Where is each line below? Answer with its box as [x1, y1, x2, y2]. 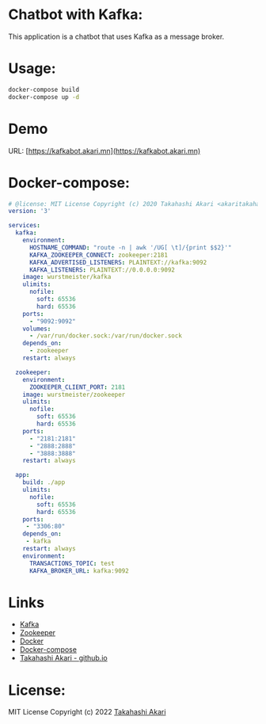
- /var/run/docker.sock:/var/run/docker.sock [28, 332, 182, 340]
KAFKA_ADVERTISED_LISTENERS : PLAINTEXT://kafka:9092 [28, 258, 207, 266]
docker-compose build [8, 86, 80, 93]
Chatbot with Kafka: [8, 6, 143, 24]
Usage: [8, 59, 57, 78]
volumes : [22, 325, 51, 333]
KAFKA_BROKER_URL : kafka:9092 [28, 566, 129, 575]
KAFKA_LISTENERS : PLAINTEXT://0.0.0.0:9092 [28, 265, 176, 274]
